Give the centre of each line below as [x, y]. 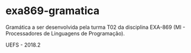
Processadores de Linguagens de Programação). [65, 33]
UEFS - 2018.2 [23, 45]
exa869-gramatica [53, 11]
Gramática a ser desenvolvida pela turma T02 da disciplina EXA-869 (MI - [96, 27]
